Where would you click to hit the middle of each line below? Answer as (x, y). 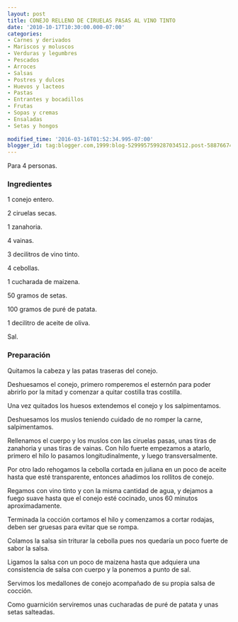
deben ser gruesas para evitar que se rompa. (73, 527)
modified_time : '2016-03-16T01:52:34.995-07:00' (80, 139)
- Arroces (22, 67)
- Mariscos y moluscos (41, 47)
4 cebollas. (24, 268)
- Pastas (20, 93)
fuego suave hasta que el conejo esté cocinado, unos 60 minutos (103, 498)
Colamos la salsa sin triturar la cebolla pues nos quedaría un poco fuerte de (118, 541)
